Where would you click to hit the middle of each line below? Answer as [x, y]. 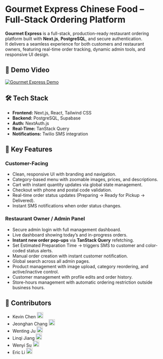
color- [152, 245]
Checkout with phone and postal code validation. [62, 190]
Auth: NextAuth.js [31, 123]
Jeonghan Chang [30, 324]
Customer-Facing [27, 163]
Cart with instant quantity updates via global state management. [77, 185]
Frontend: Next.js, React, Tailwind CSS [52, 113]
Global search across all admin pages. [51, 261]
